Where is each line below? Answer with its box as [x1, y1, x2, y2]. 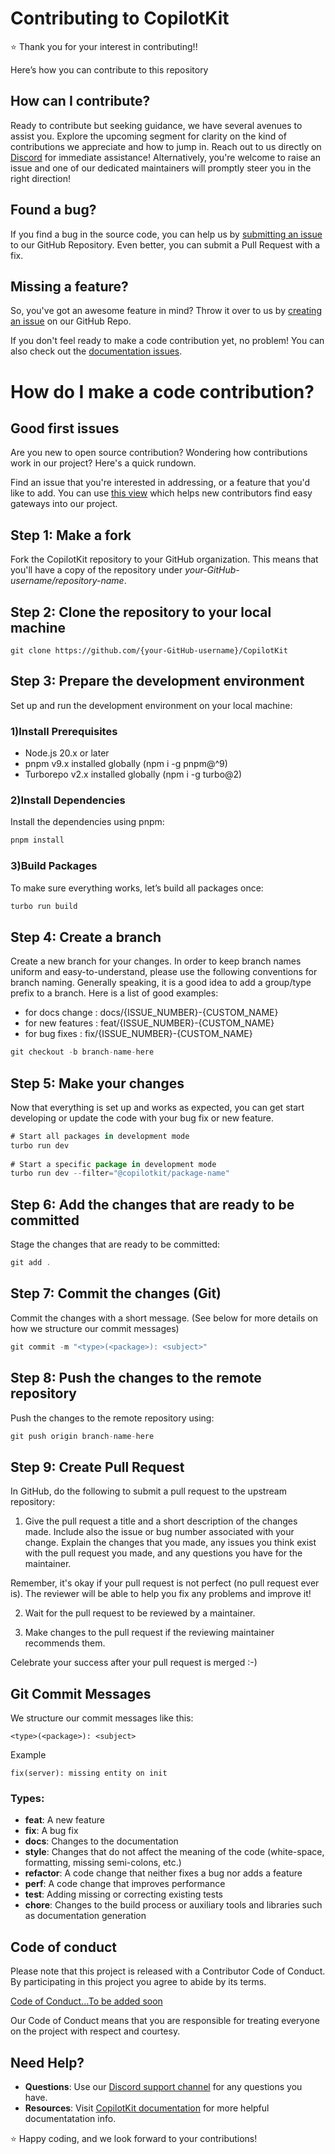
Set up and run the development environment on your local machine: [10, 699, 293, 711]
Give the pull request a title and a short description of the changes [24, 1515, 298, 1527]
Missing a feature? [10, 278, 129, 295]
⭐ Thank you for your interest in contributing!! [10, 40, 198, 52]
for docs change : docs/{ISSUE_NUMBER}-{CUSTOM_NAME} [24, 1007, 279, 1019]
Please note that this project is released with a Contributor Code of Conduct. [10, 1965, 326, 1977]
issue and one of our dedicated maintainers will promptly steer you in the [10, 162, 312, 174]
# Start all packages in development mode [10, 1131, 190, 1141]
